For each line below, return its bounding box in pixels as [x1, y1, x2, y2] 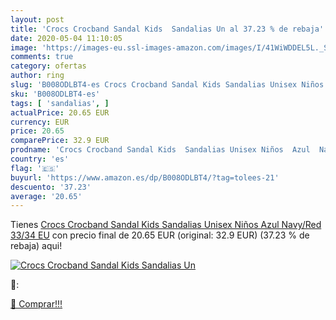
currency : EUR [10, 117, 70, 127]
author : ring [10, 71, 65, 81]
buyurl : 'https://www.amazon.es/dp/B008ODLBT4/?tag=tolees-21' [10, 172, 280, 183]
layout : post [10, 14, 65, 25]
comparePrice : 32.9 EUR [10, 136, 110, 146]
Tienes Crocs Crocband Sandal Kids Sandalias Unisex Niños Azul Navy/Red [10, 219, 322, 231]
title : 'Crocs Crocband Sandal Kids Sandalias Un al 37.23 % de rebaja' [10, 24, 325, 34]
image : [10, 42, 38, 53]
